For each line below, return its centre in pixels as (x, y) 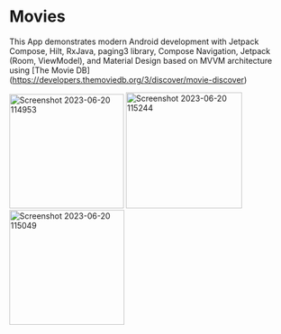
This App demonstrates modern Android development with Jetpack (134, 41)
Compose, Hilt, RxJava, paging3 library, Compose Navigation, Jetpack (140, 50)
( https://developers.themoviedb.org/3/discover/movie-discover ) (128, 79)
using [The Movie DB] (50, 70)
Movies (37, 17)
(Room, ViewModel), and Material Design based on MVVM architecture (141, 60)
